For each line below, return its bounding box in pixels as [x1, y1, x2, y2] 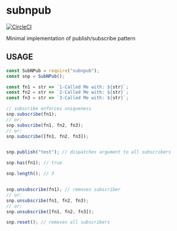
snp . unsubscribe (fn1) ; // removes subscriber [6, 186, 121, 192]
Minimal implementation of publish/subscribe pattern [6, 34, 135, 42]
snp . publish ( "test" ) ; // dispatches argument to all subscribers [6, 149, 171, 155]
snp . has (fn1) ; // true [6, 160, 62, 166]
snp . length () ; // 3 [6, 170, 55, 177]
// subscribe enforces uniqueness [6, 106, 92, 112]
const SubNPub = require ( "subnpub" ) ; [6, 68, 100, 74]
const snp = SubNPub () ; [6, 73, 65, 79]
